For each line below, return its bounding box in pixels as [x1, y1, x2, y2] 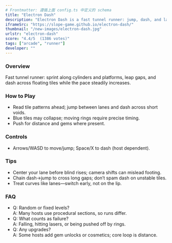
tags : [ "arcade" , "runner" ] [5, 41, 66, 46]
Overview [5, 63, 30, 70]
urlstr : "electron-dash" [5, 31, 58, 36]
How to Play [5, 92, 36, 99]
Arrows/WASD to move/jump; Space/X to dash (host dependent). [12, 145, 150, 151]
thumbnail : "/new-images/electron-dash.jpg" [5, 27, 102, 32]
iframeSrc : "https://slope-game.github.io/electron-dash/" [5, 22, 134, 27]
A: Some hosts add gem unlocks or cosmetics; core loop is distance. [12, 232, 158, 238]
